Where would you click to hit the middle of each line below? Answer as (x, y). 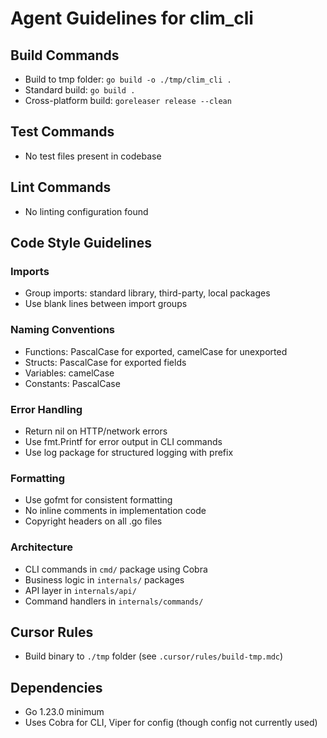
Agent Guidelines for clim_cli (132, 18)
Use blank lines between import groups (106, 304)
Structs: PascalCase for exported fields (105, 362)
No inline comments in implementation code (115, 511)
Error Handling (46, 409)
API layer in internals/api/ (80, 590)
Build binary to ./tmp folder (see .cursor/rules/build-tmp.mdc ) (154, 656)
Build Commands (65, 55)
